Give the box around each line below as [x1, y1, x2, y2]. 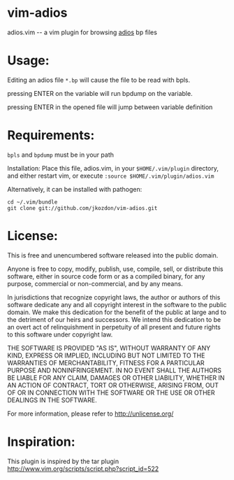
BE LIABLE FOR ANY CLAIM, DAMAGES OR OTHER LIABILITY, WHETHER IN [7, 373, 225, 382]
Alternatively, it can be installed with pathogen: [7, 185, 142, 193]
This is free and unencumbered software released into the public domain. [7, 250, 219, 260]
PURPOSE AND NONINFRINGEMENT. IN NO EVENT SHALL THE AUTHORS [7, 366, 222, 374]
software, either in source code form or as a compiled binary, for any [7, 271, 205, 281]
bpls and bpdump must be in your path [7, 150, 114, 159]
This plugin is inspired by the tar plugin [7, 457, 119, 465]
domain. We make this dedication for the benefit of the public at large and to [7, 308, 227, 316]
